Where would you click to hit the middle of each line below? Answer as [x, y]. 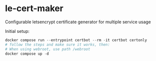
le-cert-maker [34, 8]
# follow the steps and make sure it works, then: [58, 45]
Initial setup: [17, 31]
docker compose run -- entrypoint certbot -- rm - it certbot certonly [76, 40]
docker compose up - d [27, 54]
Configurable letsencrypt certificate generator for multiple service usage [78, 22]
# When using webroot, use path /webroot [48, 49]
